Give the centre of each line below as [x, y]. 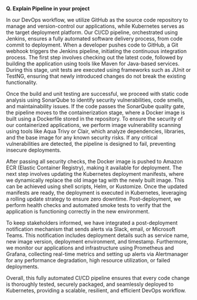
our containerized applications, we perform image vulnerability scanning [94, 125]
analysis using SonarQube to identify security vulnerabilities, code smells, [95, 100]
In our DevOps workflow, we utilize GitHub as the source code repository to [97, 20]
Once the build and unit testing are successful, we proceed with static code [97, 94]
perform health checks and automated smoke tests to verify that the [89, 205]
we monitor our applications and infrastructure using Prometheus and [90, 248]
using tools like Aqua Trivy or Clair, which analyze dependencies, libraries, [96, 131]
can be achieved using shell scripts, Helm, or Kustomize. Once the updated [97, 186]
